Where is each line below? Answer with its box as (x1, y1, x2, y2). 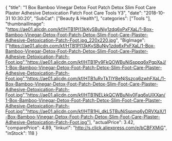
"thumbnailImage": (5, 21, 45, 27)
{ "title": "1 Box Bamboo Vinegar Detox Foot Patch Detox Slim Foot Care (5, 5, 156, 10)
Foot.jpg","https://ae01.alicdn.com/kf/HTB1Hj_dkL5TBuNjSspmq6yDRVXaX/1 (5, 108, 166, 114)
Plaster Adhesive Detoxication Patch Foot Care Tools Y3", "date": (5, 10, 143, 16)
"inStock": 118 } (5, 130, 38, 136)
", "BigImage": (116, 37, 146, 43)
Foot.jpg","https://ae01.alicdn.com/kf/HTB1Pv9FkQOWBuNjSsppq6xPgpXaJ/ (5, 59, 166, 65)
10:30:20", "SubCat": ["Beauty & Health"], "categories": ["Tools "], (11, 15, 151, 21)
